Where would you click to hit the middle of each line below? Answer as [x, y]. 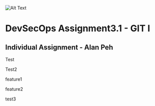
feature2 [14, 89]
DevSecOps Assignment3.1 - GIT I [78, 29]
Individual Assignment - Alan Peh [59, 47]
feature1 [14, 79]
